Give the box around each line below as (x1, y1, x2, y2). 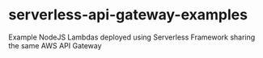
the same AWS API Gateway (8, 40, 103, 50)
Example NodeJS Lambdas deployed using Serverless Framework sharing (8, 32, 256, 42)
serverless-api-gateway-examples (8, 6, 248, 24)
